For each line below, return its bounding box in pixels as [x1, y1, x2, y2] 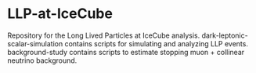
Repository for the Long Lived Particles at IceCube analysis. [7, 31, 200, 40]
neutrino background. [7, 56, 78, 65]
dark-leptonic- [201, 31, 248, 40]
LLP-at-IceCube [7, 5, 113, 23]
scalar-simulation [7, 38, 63, 48]
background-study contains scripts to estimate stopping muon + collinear [7, 47, 245, 57]
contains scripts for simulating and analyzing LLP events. [64, 38, 248, 48]
